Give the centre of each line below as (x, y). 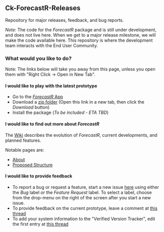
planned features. (23, 140)
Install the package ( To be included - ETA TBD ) (60, 113)
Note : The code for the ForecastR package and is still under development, (81, 30)
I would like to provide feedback (39, 176)
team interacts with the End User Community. (52, 45)
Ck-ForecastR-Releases (43, 8)
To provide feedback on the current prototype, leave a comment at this (85, 208)
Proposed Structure (33, 165)
